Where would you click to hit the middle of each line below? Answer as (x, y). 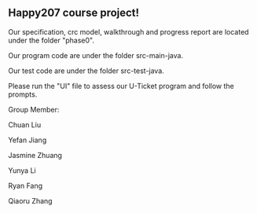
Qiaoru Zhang (30, 200)
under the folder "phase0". (51, 40)
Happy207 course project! (74, 13)
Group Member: (34, 109)
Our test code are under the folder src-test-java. (86, 71)
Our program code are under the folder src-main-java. (95, 55)
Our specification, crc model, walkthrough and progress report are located (128, 31)
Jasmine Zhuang (35, 155)
